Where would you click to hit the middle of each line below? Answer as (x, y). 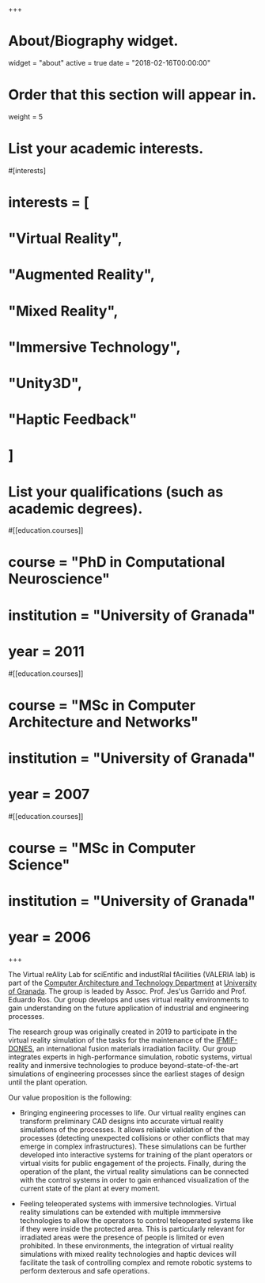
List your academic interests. (106, 149)
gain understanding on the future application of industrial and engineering (129, 1008)
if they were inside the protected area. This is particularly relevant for (132, 1229)
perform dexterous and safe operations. (85, 1271)
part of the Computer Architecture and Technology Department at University (132, 983)
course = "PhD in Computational (117, 562)
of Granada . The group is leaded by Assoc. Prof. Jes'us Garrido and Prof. (127, 991)
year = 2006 (49, 937)
